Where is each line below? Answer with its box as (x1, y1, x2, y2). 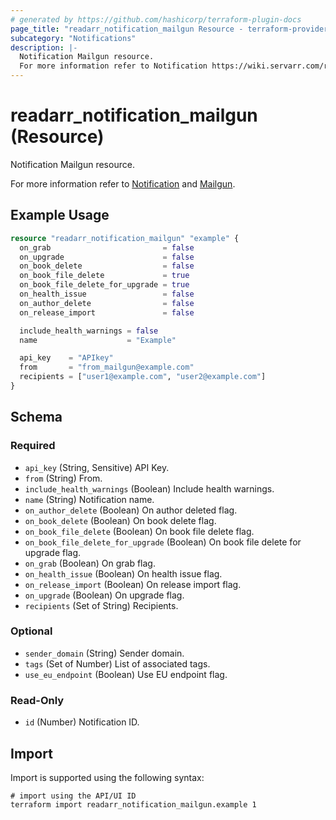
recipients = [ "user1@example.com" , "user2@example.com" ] (19, 372, 267, 382)
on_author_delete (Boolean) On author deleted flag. (24, 504, 238, 516)
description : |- (10, 42, 78, 53)
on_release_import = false (19, 307, 195, 318)
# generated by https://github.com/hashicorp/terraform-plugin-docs (10, 14, 302, 25)
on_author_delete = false (19, 298, 195, 308)
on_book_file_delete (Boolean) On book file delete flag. (24, 525, 255, 537)
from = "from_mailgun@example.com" (19, 362, 195, 373)
